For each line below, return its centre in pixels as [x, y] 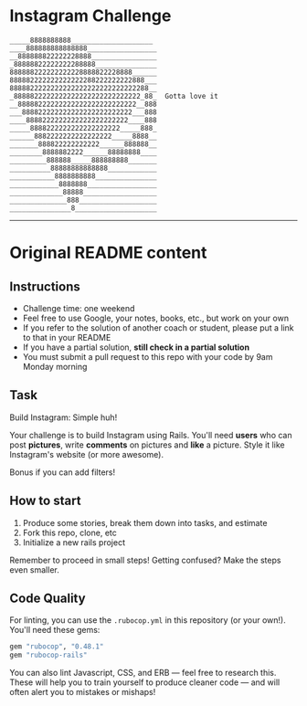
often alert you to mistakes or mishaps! [83, 692]
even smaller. [34, 569]
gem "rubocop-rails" [49, 655]
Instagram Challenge [90, 16]
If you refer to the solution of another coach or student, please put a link [158, 327]
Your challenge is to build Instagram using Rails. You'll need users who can [151, 435]
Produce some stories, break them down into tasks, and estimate [145, 522]
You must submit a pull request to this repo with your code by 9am [148, 356]
